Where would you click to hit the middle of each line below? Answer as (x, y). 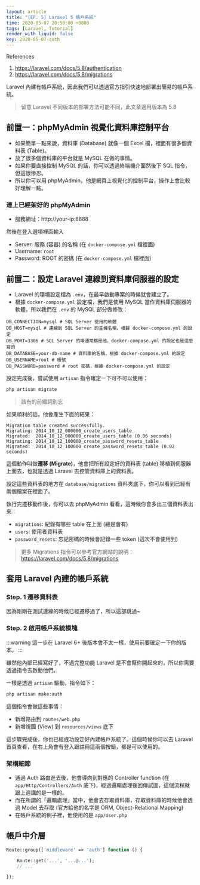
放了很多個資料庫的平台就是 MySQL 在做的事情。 (75, 158)
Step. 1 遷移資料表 (32, 597)
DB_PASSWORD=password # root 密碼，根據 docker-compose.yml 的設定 (88, 366)
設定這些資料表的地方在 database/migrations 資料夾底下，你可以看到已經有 (99, 483)
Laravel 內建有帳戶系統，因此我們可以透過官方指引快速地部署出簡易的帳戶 (97, 87)
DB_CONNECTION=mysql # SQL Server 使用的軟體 (61, 321)
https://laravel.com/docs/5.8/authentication (68, 68)
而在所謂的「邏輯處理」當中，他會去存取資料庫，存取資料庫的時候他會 (101, 800)
